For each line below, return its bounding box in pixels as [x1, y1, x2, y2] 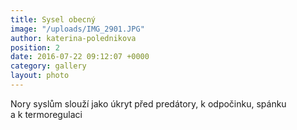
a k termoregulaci [10, 108, 83, 120]
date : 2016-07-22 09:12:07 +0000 [10, 52, 150, 62]
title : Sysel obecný [10, 14, 97, 25]
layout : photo [10, 71, 70, 81]
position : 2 [10, 42, 60, 53]
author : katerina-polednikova [10, 33, 137, 43]
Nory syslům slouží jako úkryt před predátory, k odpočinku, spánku [10, 97, 287, 110]
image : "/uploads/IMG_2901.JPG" [10, 24, 145, 34]
